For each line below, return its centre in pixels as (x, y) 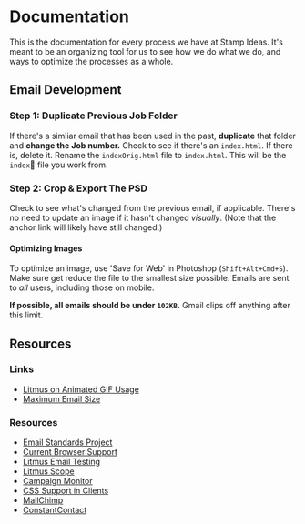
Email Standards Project (67, 442)
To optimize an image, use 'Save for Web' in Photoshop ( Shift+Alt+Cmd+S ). (149, 268)
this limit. (26, 315)
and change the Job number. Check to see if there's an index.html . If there (151, 145)
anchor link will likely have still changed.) (86, 227)
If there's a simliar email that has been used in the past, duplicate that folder (152, 136)
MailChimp (43, 500)
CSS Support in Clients (66, 491)
